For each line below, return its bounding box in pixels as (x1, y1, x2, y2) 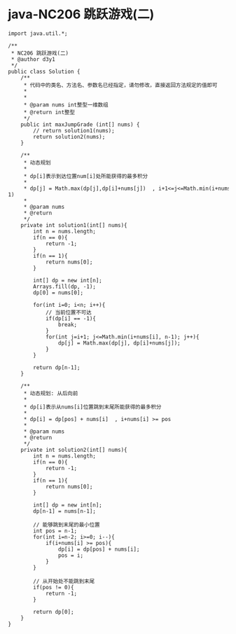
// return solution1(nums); (33, 127, 115, 134)
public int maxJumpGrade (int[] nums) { (20, 120, 140, 128)
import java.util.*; (8, 29, 69, 37)
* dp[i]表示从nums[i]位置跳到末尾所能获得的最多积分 (23, 404, 162, 411)
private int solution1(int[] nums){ (20, 221, 128, 228)
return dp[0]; (33, 608, 74, 615)
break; (57, 321, 78, 328)
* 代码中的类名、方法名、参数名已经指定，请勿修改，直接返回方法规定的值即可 (23, 81, 218, 88)
